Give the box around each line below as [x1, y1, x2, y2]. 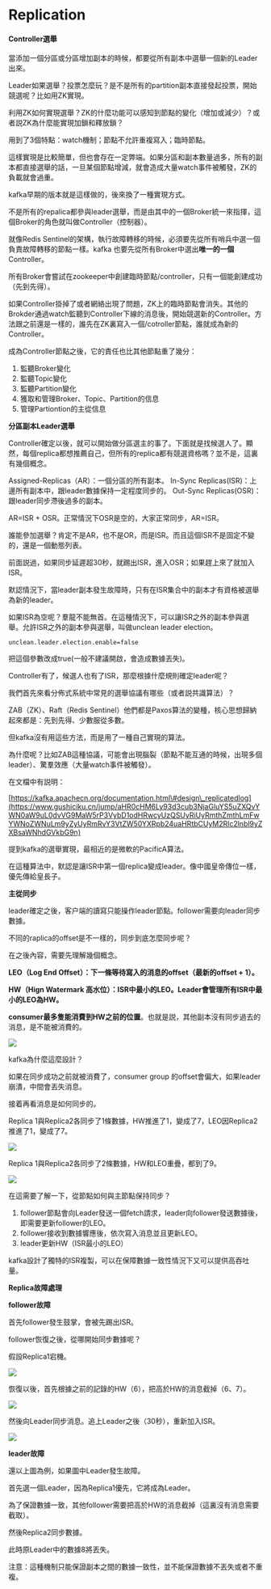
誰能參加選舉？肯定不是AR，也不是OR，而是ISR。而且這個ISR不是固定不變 [8, 530, 255, 540]
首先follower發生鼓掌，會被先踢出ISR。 [8, 1317, 139, 1327]
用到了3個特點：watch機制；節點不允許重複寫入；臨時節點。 [8, 135, 210, 145]
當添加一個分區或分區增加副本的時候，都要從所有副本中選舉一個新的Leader [8, 53, 258, 63]
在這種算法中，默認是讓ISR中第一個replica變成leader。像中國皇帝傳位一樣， [8, 861, 261, 871]
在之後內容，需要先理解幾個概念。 [8, 950, 122, 960]
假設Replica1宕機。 [8, 1352, 71, 1362]
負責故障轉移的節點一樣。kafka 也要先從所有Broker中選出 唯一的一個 [8, 244, 235, 254]
